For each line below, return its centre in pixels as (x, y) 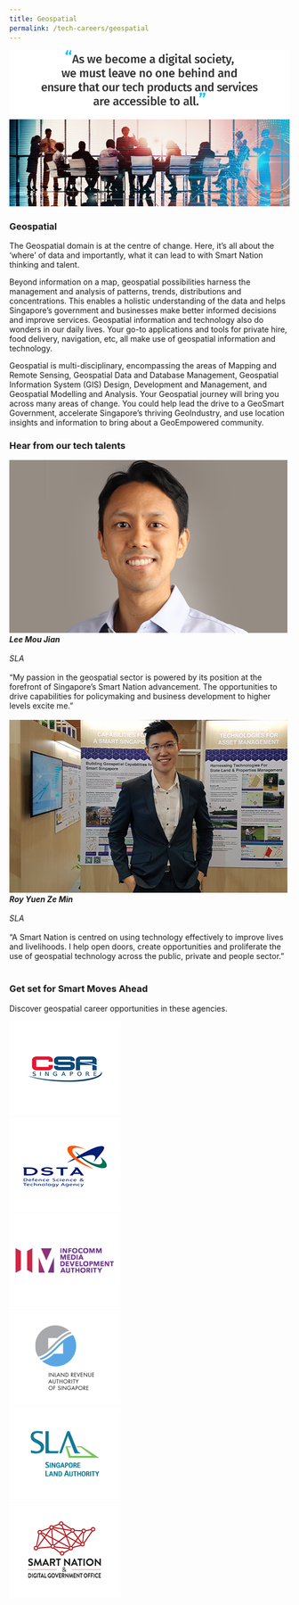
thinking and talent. (44, 265)
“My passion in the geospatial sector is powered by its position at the (136, 677)
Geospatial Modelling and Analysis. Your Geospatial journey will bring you (144, 394)
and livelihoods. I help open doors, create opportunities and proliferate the (145, 947)
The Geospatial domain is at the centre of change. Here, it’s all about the (141, 246)
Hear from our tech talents (68, 445)
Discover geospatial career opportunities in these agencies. (119, 1008)
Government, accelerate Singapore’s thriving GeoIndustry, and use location (147, 413)
